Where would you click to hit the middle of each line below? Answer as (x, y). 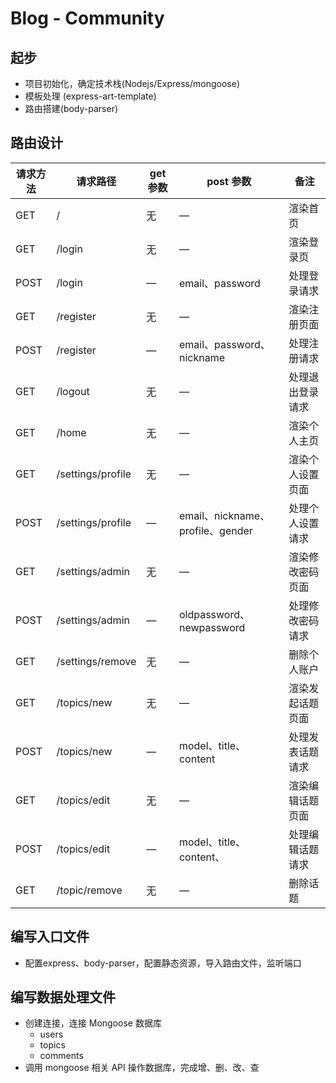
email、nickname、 (224, 515)
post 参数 (229, 181)
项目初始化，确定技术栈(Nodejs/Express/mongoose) (132, 83)
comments (61, 1056)
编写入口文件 (50, 937)
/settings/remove (96, 661)
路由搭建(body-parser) (71, 108)
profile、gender (215, 530)
